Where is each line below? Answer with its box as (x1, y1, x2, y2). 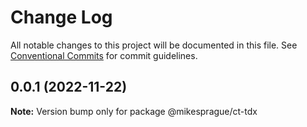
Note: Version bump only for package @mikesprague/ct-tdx (10, 105, 258, 117)
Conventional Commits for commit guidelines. (10, 49, 198, 61)
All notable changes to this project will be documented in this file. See (10, 39, 298, 51)
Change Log (10, 6, 113, 29)
